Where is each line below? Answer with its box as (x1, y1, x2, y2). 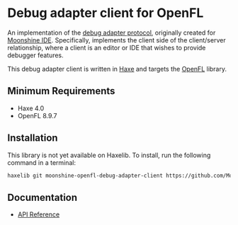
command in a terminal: (7, 158, 76, 167)
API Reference (17, 210, 60, 219)
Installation (7, 132, 58, 144)
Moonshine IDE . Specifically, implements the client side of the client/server (7, 35, 226, 44)
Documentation (7, 191, 78, 203)
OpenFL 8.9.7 (17, 111, 57, 120)
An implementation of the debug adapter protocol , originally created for (7, 28, 216, 37)
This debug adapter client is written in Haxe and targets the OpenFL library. (7, 64, 227, 73)
